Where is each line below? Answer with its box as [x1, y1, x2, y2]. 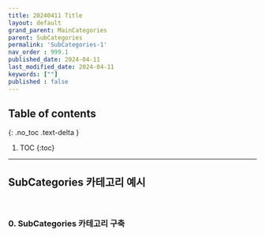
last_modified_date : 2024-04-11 [8, 63, 114, 71]
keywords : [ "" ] [8, 70, 58, 78]
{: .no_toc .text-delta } [8, 128, 80, 137]
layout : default [8, 19, 62, 27]
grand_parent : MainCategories [8, 26, 108, 34]
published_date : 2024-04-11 [8, 56, 101, 64]
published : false [8, 77, 69, 85]
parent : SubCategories [8, 33, 83, 42]
